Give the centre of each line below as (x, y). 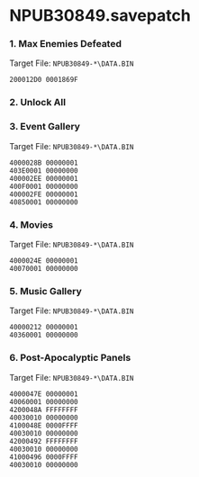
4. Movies (32, 224)
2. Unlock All (37, 103)
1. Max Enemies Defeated (66, 44)
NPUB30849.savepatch (100, 16)
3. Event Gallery (45, 127)
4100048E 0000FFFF (44, 425)
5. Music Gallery (46, 291)
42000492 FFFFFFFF (44, 441)
